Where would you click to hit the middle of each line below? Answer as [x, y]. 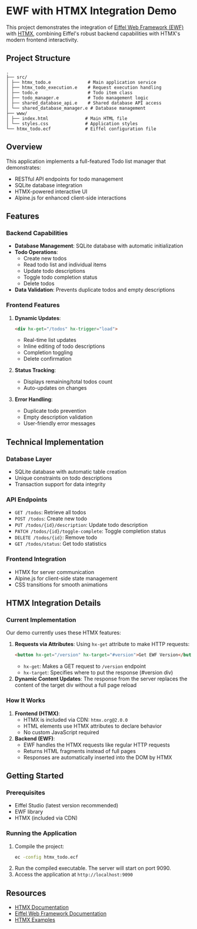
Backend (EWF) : [35, 738]
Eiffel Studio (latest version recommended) [66, 806]
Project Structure [38, 58]
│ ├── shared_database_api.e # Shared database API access [84, 103]
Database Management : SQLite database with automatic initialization [99, 246]
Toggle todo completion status [60, 277]
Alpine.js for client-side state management [66, 578]
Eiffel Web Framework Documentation [61, 914]
